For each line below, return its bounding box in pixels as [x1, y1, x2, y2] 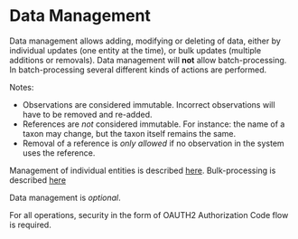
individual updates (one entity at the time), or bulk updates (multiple [9, 44, 262, 55]
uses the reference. [22, 147, 96, 158]
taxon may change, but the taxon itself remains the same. [22, 128, 237, 139]
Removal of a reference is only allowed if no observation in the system [22, 138, 284, 148]
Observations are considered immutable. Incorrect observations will [22, 99, 275, 110]
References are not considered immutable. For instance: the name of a [22, 119, 285, 129]
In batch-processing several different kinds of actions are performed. [9, 64, 267, 75]
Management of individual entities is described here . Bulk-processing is [9, 165, 276, 176]
